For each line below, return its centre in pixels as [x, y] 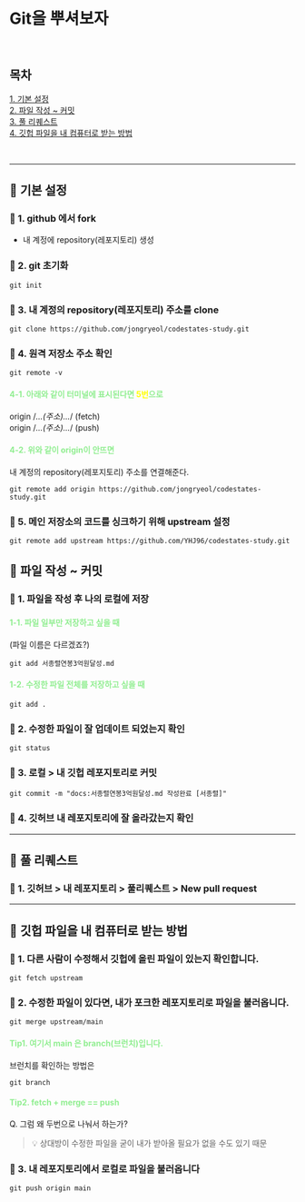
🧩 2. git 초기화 [39, 266]
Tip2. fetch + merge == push [64, 1103]
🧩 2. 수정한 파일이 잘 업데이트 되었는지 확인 [97, 729]
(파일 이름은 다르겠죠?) [50, 644]
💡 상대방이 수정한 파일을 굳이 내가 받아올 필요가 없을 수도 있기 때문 [149, 1143]
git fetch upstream [46, 978]
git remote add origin [52, 489]
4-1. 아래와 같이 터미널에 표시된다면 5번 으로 [86, 394]
